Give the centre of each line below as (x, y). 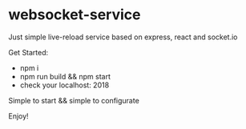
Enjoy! (19, 116)
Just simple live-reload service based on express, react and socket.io (123, 37)
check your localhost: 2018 (65, 85)
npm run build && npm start (65, 76)
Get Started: (28, 52)
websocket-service (75, 15)
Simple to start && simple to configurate (74, 100)
